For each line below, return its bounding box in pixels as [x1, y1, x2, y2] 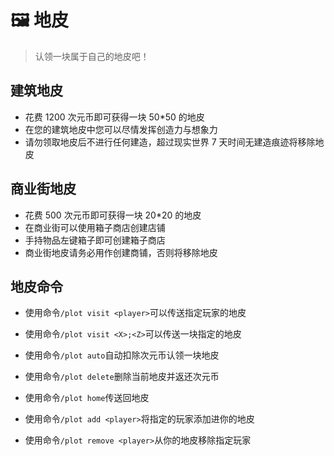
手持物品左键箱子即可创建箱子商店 [24, 234, 166, 246]
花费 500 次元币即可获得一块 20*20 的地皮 [24, 209, 202, 221]
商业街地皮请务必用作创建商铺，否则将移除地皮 [24, 246, 218, 258]
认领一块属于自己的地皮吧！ [34, 50, 150, 62]
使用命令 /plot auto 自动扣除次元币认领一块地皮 [24, 349, 220, 361]
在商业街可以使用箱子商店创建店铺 [24, 221, 166, 233]
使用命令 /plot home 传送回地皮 [24, 392, 150, 404]
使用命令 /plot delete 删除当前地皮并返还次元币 [24, 371, 220, 383]
